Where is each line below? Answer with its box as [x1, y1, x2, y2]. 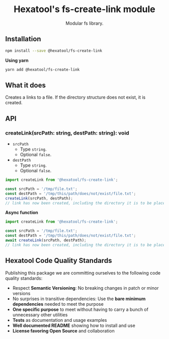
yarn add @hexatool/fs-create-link [5, 67, 80, 72]
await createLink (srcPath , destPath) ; [5, 238, 87, 243]
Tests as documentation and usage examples [12, 317, 107, 323]
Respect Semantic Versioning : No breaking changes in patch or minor [12, 285, 159, 291]
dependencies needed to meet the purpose [12, 301, 104, 307]
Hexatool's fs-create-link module [13, 4, 156, 15]
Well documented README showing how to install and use [12, 322, 136, 328]
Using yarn [5, 57, 29, 63]
